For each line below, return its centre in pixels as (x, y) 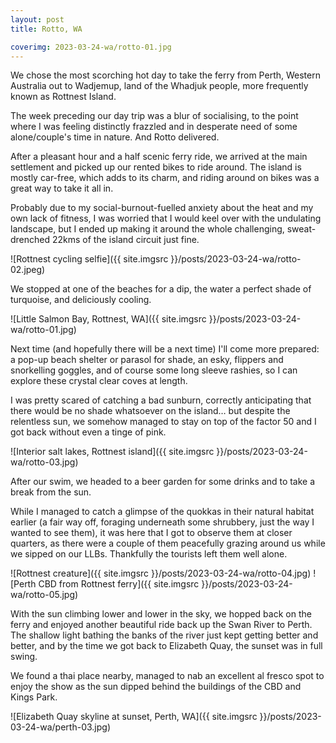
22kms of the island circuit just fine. (125, 240)
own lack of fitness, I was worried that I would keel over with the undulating (166, 218)
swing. (24, 657)
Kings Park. (34, 697)
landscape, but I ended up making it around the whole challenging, (147, 229)
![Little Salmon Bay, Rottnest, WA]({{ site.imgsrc (108, 319)
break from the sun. (51, 492)
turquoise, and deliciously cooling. (81, 300)
